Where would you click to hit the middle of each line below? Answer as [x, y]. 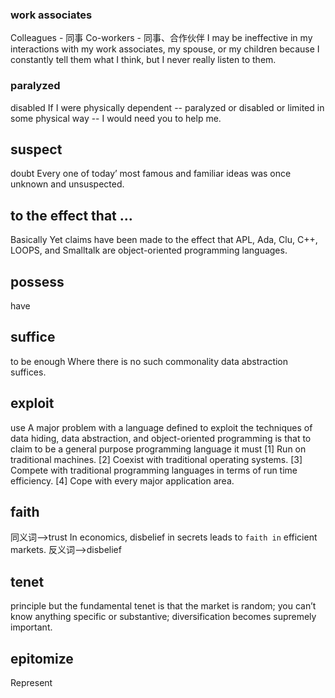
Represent [31, 683]
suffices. [28, 372]
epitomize [42, 658]
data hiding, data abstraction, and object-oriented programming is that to [161, 438]
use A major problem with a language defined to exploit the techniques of [161, 427]
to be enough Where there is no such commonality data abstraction [149, 361]
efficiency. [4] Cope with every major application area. [122, 480]
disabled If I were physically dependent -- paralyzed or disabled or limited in [167, 107]
